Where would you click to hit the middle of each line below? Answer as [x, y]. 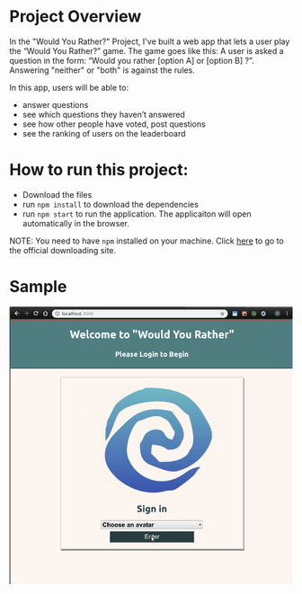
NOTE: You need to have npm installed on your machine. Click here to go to [147, 241]
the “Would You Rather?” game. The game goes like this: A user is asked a [147, 50]
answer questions [55, 104]
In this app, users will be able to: [69, 87]
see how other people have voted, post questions [114, 124]
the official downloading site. [63, 250]
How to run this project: [99, 170]
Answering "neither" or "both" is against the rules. [102, 70]
